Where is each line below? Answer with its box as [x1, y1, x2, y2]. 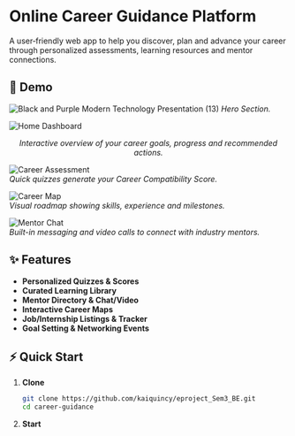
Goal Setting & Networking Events [21, 323, 150, 333]
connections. [9, 54, 57, 65]
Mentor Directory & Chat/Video [21, 294, 140, 305]
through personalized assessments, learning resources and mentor [9, 44, 253, 55]
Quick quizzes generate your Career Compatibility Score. [9, 173, 218, 184]
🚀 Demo [9, 80, 53, 95]
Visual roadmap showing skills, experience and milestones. [9, 200, 225, 210]
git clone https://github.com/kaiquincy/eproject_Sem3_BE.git [21, 394, 256, 403]
